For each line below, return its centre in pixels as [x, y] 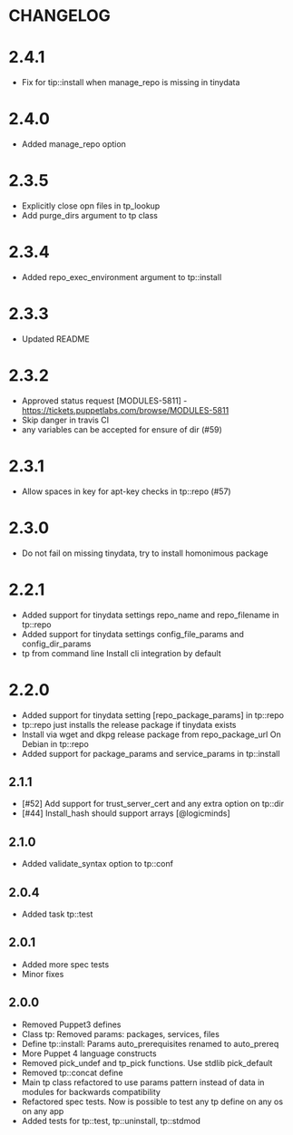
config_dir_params [56, 644]
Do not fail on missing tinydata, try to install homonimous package [145, 553]
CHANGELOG [59, 16]
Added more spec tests [65, 964]
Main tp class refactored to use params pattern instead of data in [143, 1082]
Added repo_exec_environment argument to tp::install [122, 276]
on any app [43, 1111]
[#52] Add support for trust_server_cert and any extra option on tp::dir [153, 804]
